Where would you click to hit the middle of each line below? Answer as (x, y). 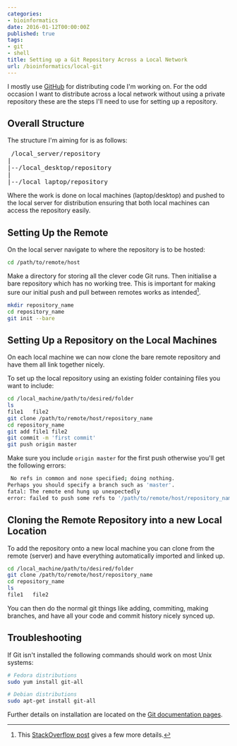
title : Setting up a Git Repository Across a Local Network (98, 60)
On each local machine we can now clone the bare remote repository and (114, 357)
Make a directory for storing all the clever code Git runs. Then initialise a (112, 276)
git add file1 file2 (38, 432)
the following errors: (37, 465)
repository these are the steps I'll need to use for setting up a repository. (113, 101)
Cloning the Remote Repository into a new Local (115, 520)
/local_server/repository (56, 154)
